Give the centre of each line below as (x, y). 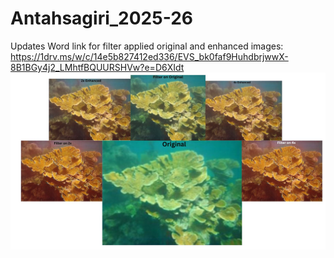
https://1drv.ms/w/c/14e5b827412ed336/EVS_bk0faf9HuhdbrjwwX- (149, 56)
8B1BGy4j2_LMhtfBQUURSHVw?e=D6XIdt (97, 67)
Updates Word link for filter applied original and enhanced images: (147, 46)
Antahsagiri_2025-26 (101, 18)
